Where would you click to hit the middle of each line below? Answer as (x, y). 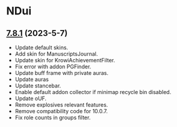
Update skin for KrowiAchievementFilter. (65, 60)
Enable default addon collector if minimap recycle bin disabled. (93, 92)
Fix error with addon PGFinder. (53, 66)
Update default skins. (41, 47)
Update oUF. (31, 98)
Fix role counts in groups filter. (53, 117)
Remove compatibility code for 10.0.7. (61, 111)
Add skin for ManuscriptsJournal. (56, 54)
